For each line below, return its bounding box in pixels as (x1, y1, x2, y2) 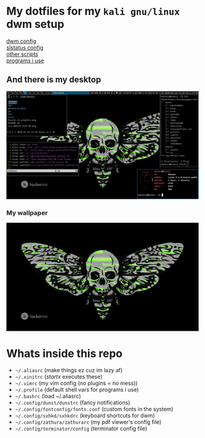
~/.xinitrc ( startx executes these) (15, 373, 103, 381)
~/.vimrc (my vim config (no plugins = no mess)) (15, 379, 138, 387)
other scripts (6, 50, 38, 57)
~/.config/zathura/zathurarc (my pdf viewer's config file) (15, 418, 162, 426)
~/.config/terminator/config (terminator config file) (15, 425, 148, 433)
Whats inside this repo (6, 346, 123, 361)
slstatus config (6, 44, 44, 51)
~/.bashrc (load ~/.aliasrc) (15, 392, 81, 400)
